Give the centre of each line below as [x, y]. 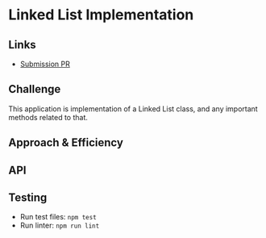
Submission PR [45, 64]
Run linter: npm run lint [60, 225]
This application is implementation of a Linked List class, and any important [133, 109]
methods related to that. [48, 117]
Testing [28, 197]
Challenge [35, 89]
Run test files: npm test [58, 217]
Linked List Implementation [101, 15]
